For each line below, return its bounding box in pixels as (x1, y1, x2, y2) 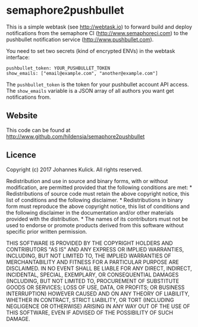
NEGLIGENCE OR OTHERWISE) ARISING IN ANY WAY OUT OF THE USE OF (6, 303, 190, 310)
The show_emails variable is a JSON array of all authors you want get (6, 87, 174, 94)
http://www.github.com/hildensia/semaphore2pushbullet (6, 133, 145, 140)
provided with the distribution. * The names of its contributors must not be (6, 215, 188, 222)
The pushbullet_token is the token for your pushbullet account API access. (6, 81, 189, 88)
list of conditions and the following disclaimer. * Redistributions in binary (6, 196, 183, 203)
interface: (6, 54, 30, 61)
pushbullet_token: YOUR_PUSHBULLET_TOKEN (6, 65, 111, 71)
